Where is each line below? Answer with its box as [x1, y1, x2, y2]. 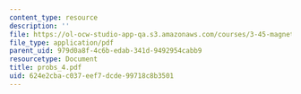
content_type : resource [9, 13, 99, 22]
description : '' [9, 21, 70, 30]
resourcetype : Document [9, 55, 99, 64]
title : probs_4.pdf [9, 64, 82, 73]
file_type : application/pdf [9, 38, 115, 47]
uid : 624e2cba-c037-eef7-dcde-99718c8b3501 [9, 72, 175, 81]
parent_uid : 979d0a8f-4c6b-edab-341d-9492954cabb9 [9, 47, 202, 56]
